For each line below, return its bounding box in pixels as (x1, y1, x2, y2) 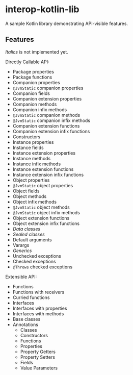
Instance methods (12, 155, 51, 161)
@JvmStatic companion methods (12, 112, 81, 118)
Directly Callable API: (5, 59, 49, 65)
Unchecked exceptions (12, 253, 61, 259)
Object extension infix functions (12, 220, 80, 227)
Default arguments (12, 236, 52, 243)
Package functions (12, 74, 52, 80)
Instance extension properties (12, 149, 75, 156)
